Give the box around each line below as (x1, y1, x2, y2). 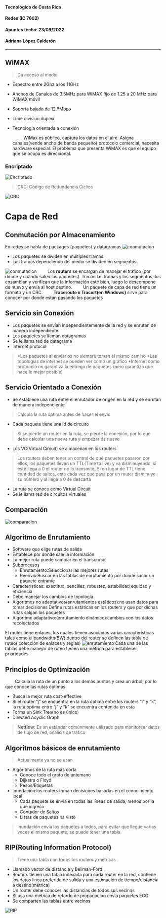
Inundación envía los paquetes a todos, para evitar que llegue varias (17, 824, 157, 830)
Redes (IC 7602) (5, 15, 40, 21)
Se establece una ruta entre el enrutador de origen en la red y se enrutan (12, 396, 161, 402)
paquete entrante (19, 578, 55, 584)
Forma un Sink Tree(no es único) (12, 709, 79, 715)
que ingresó (19, 803, 44, 809)
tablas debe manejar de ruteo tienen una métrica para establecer (5, 646, 137, 652)
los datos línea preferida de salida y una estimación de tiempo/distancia (12, 877, 159, 883)
